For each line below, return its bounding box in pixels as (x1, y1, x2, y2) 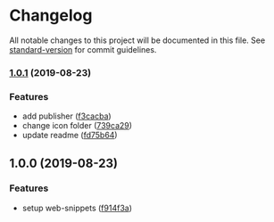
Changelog (9, 5, 93, 26)
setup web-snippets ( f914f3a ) (21, 202, 132, 213)
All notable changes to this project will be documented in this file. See (9, 35, 266, 45)
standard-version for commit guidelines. (9, 44, 157, 54)
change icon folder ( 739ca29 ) (21, 120, 132, 131)
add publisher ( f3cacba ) (21, 111, 112, 121)
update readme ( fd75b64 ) (21, 130, 118, 141)
